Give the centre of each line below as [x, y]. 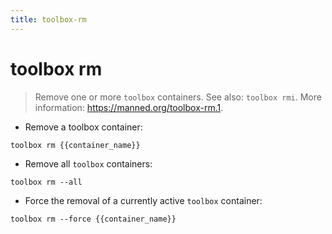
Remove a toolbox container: [83, 127]
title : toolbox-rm [48, 19]
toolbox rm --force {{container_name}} [93, 219]
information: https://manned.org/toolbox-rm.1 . [129, 107]
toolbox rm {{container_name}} [75, 145]
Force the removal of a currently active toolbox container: [143, 200]
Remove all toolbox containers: [88, 163]
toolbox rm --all [46, 182]
